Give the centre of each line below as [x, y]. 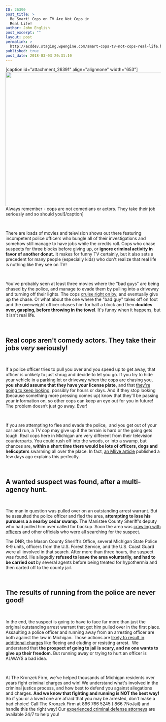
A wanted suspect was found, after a [63, 482]
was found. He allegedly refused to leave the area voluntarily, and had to [81, 557]
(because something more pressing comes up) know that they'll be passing [82, 396]
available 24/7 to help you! [33, 714]
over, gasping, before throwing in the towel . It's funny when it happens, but [83, 310]
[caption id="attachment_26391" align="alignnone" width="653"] [72, 70]
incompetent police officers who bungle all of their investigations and [76, 238]
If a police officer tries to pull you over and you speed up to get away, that [81, 369]
